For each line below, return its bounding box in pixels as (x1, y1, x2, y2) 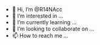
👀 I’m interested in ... (12, 12, 64, 19)
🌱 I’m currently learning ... (12, 19, 77, 26)
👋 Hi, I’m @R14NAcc (12, 6, 62, 13)
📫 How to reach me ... (12, 32, 68, 39)
